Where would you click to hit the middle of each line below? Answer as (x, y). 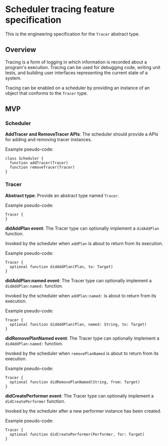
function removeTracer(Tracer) (42, 167)
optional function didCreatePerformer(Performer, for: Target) (77, 434)
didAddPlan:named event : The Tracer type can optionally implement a (78, 280)
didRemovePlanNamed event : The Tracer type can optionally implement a (82, 338)
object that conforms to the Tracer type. (47, 93)
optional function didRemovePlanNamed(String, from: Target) (75, 382)
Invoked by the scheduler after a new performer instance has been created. (83, 411)
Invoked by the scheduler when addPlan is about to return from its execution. (84, 243)
